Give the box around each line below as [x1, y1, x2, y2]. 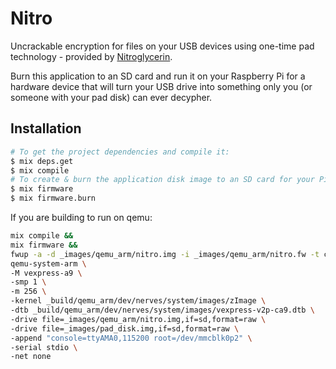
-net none [10, 352, 52, 362]
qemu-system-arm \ [10, 258, 87, 269]
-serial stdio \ [10, 342, 78, 352]
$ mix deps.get [10, 156, 74, 166]
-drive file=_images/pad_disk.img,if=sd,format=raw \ [10, 323, 240, 334]
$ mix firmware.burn [10, 193, 97, 204]
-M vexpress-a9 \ [10, 268, 83, 278]
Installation [10, 120, 82, 137]
